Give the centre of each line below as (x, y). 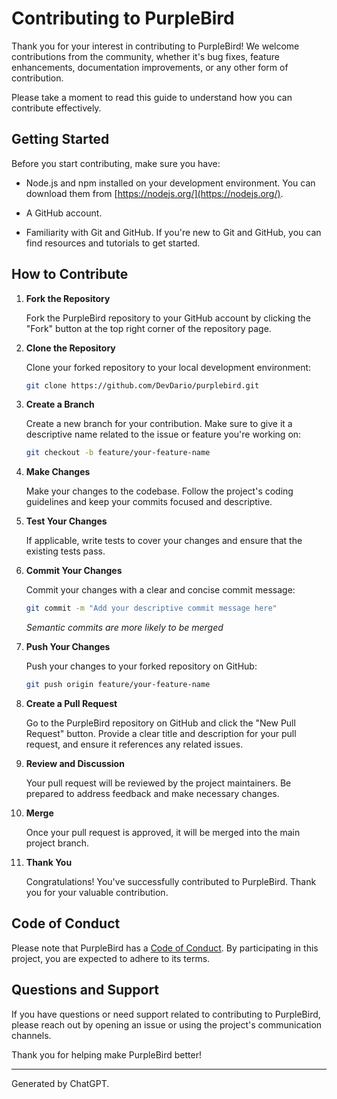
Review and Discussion (75, 764)
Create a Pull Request (71, 704)
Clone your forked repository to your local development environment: (168, 367)
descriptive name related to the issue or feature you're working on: (163, 434)
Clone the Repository (70, 348)
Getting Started (60, 139)
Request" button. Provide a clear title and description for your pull (161, 734)
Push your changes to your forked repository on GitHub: (141, 666)
